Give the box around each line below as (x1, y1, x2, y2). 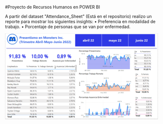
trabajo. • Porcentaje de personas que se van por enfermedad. (5, 24, 131, 30)
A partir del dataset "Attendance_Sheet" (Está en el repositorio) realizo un (5, 14, 152, 19)
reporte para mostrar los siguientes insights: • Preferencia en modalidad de (5, 19, 156, 24)
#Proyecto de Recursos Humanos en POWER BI (5, 4, 100, 10)
